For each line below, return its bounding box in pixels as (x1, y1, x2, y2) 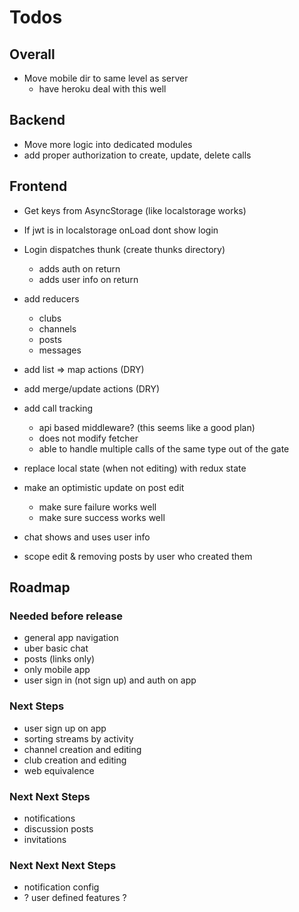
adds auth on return (38, 262, 121, 275)
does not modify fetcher (38, 432, 139, 444)
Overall (9, 46, 56, 63)
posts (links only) (23, 653, 96, 665)
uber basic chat (23, 642, 89, 655)
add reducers (23, 292, 80, 305)
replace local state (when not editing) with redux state (23, 462, 247, 474)
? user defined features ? (23, 892, 127, 904)
